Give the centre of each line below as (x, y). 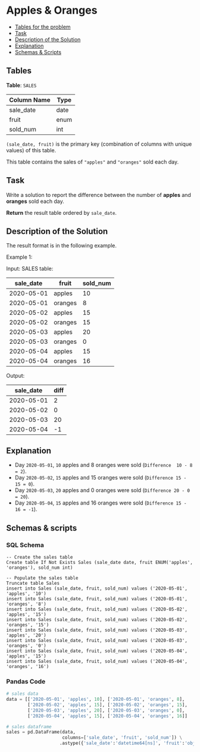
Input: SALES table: (30, 269)
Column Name (30, 100)
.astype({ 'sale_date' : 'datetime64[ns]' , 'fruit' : (122, 743)
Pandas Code (26, 681)
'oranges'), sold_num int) (40, 568)
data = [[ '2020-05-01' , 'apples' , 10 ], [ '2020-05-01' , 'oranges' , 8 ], (96, 700)
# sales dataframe (29, 726)
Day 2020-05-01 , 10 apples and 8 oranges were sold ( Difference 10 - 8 (104, 465)
